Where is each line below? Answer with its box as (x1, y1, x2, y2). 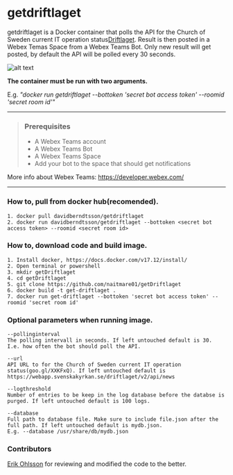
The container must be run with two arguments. (7, 76, 148, 85)
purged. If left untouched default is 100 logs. (7, 398, 150, 405)
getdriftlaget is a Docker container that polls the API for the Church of (7, 28, 206, 36)
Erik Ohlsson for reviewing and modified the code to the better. (7, 460, 187, 468)
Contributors (7, 444, 52, 454)
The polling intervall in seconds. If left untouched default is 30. (7, 337, 213, 344)
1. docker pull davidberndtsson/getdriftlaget (7, 212, 144, 219)
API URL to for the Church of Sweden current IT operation (7, 361, 182, 369)
